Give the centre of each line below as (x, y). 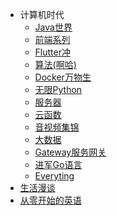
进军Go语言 (58, 164)
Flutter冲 (52, 52)
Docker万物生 (63, 77)
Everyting (54, 176)
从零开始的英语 (50, 200)
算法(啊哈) (55, 64)
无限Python (58, 89)
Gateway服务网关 (70, 152)
